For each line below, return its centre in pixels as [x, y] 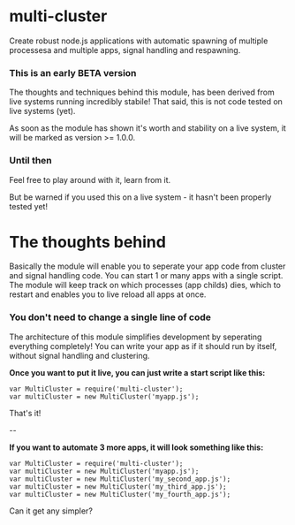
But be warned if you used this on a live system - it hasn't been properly [140, 197]
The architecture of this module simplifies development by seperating [136, 337]
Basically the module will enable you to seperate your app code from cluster [147, 266]
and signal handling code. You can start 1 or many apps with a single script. [146, 276]
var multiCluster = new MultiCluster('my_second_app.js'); [120, 479]
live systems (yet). [42, 111]
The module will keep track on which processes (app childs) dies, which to [145, 285]
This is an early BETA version [73, 72]
